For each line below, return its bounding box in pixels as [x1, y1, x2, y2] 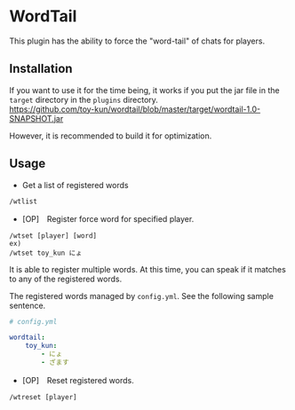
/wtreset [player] [9, 392, 77, 401]
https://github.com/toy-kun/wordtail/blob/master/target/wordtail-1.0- [9, 104, 260, 114]
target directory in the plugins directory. [9, 94, 158, 105]
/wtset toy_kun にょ [9, 248, 83, 257]
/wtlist [9, 197, 38, 206]
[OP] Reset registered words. [21, 375, 135, 385]
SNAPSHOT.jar [9, 113, 64, 123]
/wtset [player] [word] [9, 231, 98, 240]
